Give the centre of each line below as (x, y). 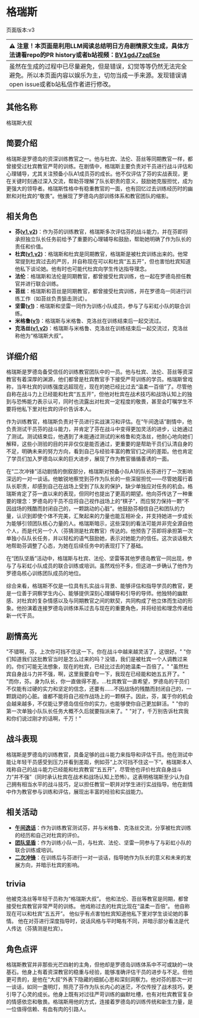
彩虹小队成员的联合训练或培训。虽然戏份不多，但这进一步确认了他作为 (107, 566)
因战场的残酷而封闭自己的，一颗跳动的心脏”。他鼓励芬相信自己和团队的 (93, 508)
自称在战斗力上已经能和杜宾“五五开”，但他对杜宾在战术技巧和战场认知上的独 (99, 394)
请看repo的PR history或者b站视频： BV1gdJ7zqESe (88, 55)
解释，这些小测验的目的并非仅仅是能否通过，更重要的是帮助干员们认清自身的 (99, 444)
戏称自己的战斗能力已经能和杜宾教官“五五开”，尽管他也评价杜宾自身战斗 (94, 769)
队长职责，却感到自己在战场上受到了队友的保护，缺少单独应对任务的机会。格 (99, 486)
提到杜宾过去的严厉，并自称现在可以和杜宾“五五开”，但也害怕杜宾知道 (105, 262)
